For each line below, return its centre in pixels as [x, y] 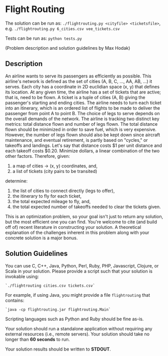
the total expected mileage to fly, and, [52, 201]
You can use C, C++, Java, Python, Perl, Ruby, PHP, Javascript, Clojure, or [82, 265]
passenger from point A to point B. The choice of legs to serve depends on [82, 113]
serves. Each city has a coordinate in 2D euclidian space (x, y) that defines [82, 86]
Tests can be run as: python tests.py [44, 38]
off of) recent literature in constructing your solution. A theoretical [73, 227]
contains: [15, 300]
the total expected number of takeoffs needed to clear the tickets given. [87, 207]
